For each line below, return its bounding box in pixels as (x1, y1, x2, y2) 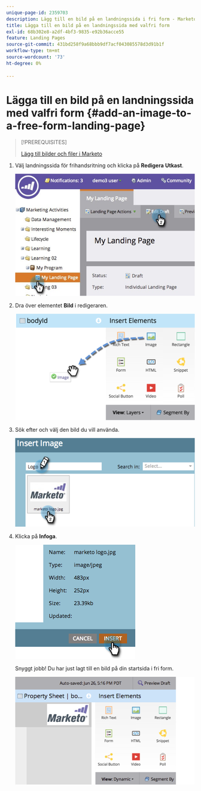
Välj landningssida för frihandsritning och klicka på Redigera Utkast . (14, 162, 184, 169)
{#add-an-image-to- (86, 106, 192, 120)
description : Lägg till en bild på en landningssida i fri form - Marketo (6, 16, 197, 22)
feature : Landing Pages (6, 35, 66, 41)
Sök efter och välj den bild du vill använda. (14, 426, 120, 434)
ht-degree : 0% (6, 60, 42, 66)
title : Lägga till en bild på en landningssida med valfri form (6, 22, 170, 28)
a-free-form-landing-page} (6, 119, 145, 132)
